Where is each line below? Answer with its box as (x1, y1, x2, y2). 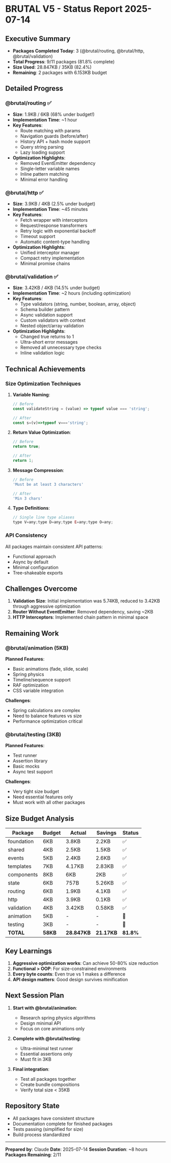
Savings (96, 829, 117, 837)
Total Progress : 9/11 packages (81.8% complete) (12, 59, 115, 64)
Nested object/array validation (20, 323, 84, 329)
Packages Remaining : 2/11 (5, 1151, 61, 1157)
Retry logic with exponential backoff (20, 228, 96, 234)
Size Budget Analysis (5, 814, 74, 823)
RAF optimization (12, 682, 49, 689)
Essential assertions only (20, 1051, 73, 1057)
